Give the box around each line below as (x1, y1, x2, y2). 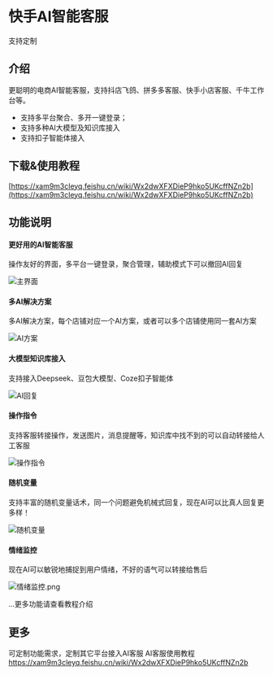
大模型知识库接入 (8, 353, 66, 363)
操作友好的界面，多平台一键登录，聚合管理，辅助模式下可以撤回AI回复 (8, 259, 244, 269)
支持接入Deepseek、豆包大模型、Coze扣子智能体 (8, 373, 174, 383)
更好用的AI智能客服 (8, 239, 73, 249)
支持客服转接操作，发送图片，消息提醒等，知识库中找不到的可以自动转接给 (8, 430, 258, 440)
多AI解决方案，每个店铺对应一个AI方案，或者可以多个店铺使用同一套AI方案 (8, 316, 258, 326)
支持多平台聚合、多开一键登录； (19, 112, 128, 122)
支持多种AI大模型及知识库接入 (19, 123, 120, 133)
